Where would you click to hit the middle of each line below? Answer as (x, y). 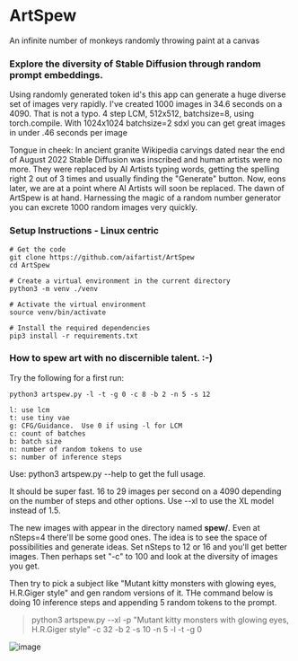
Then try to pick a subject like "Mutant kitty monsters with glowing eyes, (143, 583)
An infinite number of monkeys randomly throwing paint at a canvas (135, 40)
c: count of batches (48, 433)
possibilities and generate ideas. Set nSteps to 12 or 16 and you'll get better (148, 546)
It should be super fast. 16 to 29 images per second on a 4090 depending (145, 491)
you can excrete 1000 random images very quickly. (104, 207)
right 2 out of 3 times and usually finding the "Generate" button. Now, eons (148, 179)
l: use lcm (30, 410)
